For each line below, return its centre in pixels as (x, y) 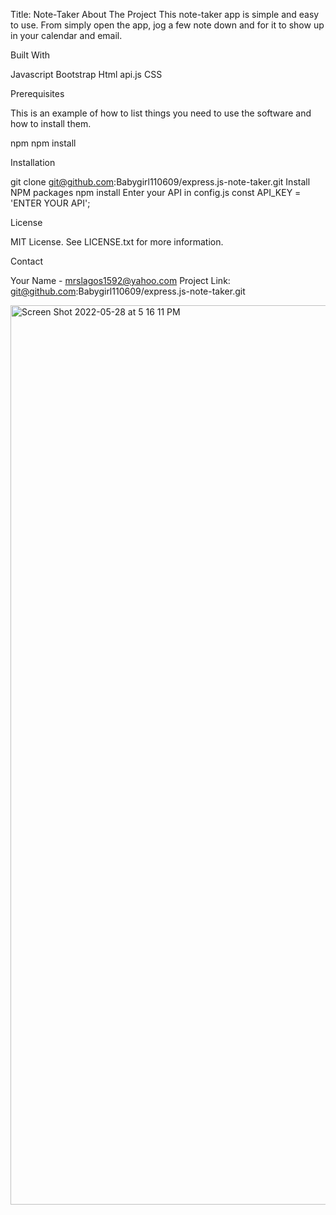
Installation (33, 162)
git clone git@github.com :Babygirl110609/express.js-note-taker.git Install (160, 182)
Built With (30, 55)
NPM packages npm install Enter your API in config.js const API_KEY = (156, 192)
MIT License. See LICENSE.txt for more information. (117, 242)
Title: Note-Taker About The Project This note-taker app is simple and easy (165, 14)
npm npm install (43, 143)
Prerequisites (37, 93)
